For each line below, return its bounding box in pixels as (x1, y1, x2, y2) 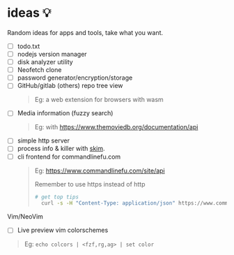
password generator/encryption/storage (17, 73, 133, 82)
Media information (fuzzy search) (17, 109, 114, 117)
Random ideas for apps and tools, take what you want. (7, 28, 164, 36)
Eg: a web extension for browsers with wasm (34, 96, 164, 104)
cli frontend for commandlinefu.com (17, 152, 121, 161)
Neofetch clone (17, 66, 62, 74)
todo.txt (17, 42, 40, 50)
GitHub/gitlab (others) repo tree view (17, 82, 123, 90)
